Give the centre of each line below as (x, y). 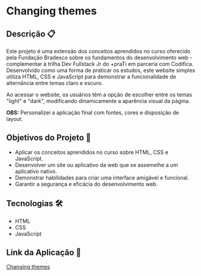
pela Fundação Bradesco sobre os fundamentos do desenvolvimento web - (99, 57)
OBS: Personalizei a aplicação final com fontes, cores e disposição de (93, 113)
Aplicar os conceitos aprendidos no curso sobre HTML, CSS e (91, 152)
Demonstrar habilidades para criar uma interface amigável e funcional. (102, 177)
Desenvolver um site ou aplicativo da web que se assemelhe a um (96, 165)
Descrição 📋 (31, 34)
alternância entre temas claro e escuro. (55, 83)
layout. (14, 119)
